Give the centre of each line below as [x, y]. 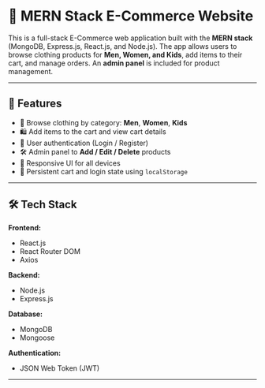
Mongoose [37, 338]
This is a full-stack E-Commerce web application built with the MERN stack [131, 38]
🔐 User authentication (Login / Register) [84, 143]
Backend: [24, 274]
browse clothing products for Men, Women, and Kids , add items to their [125, 54]
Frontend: [25, 227]
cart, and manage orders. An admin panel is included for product [114, 63]
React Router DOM [50, 251]
